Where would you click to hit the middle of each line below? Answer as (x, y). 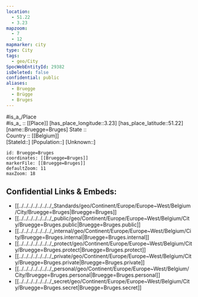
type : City (20, 50)
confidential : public (33, 78)
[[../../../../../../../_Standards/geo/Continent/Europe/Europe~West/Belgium (103, 206)
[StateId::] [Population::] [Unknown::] (51, 142)
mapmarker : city (26, 45)
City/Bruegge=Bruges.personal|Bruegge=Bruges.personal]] (87, 275)
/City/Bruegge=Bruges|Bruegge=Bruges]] (66, 212)
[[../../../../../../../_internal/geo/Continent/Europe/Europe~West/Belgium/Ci (103, 231)
